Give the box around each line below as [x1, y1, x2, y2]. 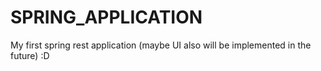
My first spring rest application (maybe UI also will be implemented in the [10, 39, 312, 51]
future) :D [10, 49, 50, 61]
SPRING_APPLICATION [10, 6, 203, 29]
